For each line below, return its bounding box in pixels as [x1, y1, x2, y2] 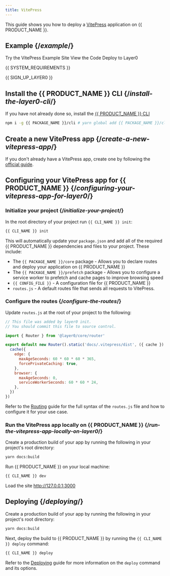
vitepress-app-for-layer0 [5, 192, 88, 200]
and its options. [5, 565, 37, 571]
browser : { [14, 370, 37, 376]
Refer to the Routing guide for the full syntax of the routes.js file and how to [5, 403, 165, 409]
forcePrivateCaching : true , [18, 361, 78, 366]
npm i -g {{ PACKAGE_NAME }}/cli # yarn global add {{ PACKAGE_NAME [5, 120, 153, 126]
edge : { [14, 352, 30, 357]
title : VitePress [5, 7, 42, 13]
